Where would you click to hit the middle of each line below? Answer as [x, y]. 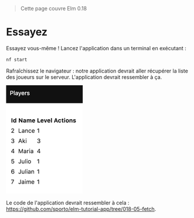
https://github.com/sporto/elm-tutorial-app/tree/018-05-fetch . [81, 209]
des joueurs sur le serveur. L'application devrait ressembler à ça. [84, 77]
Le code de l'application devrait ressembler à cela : [68, 203]
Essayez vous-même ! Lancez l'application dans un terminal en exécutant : [96, 48]
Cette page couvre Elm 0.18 [53, 8]
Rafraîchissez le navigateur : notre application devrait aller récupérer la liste [97, 71]
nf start [17, 60]
